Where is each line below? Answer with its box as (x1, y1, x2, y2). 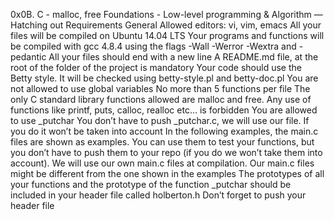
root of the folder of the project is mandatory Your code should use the (10, 62, 302, 73)
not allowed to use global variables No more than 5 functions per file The (10, 83, 311, 94)
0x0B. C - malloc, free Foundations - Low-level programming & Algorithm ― (10, 9, 323, 20)
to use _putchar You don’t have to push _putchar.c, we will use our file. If (10, 115, 310, 126)
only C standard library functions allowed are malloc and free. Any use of (10, 94, 312, 105)
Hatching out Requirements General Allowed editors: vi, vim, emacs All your (10, 19, 322, 31)
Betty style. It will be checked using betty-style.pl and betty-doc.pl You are (10, 72, 319, 84)
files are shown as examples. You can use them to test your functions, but (10, 136, 315, 148)
